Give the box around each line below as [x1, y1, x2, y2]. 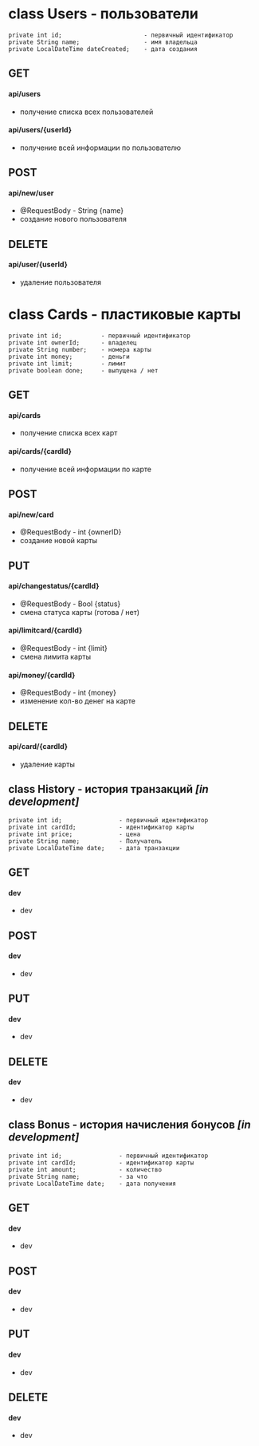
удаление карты [19, 759, 76, 769]
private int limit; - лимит [8, 360, 127, 368]
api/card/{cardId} [8, 742, 69, 751]
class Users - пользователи [8, 5, 199, 23]
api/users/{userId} [8, 125, 73, 135]
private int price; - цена [8, 830, 141, 838]
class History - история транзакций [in [8, 782, 209, 796]
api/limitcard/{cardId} [8, 625, 83, 635]
